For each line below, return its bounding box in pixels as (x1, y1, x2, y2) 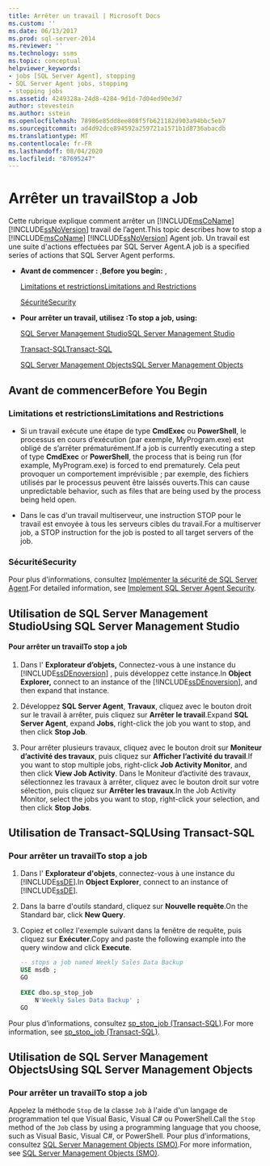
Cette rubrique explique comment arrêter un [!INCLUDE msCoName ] (8, 216, 234, 226)
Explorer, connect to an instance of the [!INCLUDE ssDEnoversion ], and (19, 676, 258, 687)
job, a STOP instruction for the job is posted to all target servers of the (19, 527, 254, 537)
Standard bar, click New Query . (19, 910, 126, 920)
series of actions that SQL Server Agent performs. (8, 250, 175, 260)
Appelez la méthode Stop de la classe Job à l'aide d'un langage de (8, 1105, 228, 1115)
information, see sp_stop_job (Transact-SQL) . (8, 1027, 160, 1037)
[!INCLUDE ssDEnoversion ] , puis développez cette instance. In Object (19, 668, 252, 678)
